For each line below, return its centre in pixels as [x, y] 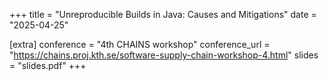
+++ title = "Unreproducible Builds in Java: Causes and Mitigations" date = [163, 14]
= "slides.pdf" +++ [48, 65]
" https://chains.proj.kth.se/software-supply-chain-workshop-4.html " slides [164, 55]
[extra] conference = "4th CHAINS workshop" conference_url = [140, 44]
